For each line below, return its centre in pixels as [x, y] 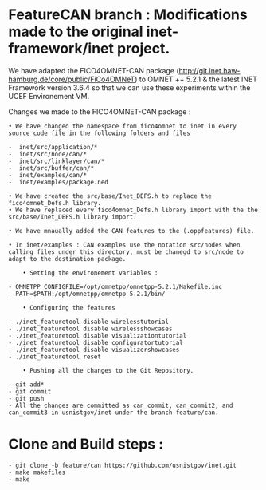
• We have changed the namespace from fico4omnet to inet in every [123, 126]
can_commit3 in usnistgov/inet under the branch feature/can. [113, 413]
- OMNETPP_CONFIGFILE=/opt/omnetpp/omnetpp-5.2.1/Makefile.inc [115, 286]
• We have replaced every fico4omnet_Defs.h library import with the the [133, 210]
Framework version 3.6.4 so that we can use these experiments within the [129, 87]
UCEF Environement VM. [49, 96]
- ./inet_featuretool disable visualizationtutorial [98, 336]
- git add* [26, 385]
